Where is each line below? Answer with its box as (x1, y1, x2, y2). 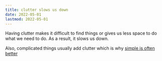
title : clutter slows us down (5, 7, 69, 12)
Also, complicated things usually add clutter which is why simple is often (5, 45, 155, 51)
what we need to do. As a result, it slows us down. (5, 35, 109, 41)
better (5, 50, 18, 56)
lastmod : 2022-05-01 (5, 16, 49, 21)
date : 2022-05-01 (5, 12, 42, 17)
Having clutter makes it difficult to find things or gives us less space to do (5, 30, 157, 36)
